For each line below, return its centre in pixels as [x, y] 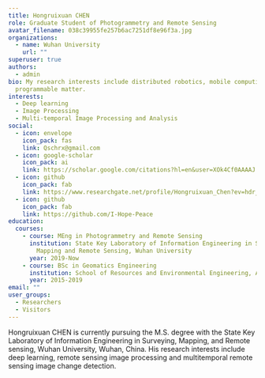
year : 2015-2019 [56, 280]
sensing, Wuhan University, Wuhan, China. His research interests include [127, 349]
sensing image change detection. [62, 365]
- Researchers [38, 302]
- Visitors [33, 309]
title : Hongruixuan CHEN [49, 15]
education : [26, 221]
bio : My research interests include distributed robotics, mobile [119, 81]
